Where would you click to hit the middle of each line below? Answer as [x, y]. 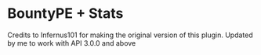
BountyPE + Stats [65, 14]
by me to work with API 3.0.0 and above [72, 43]
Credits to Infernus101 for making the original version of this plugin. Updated [130, 35]
